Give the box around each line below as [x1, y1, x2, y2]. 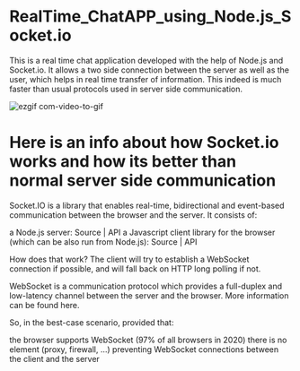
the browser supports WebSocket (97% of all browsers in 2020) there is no [9, 334, 287, 345]
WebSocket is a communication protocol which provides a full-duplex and [9, 280, 283, 291]
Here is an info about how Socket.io [9, 133, 279, 153]
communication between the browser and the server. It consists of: [9, 209, 258, 220]
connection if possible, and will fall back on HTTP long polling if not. [9, 263, 261, 274]
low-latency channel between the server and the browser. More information [9, 289, 289, 301]
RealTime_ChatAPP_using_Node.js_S [9, 6, 292, 27]
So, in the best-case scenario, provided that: [9, 316, 174, 328]
